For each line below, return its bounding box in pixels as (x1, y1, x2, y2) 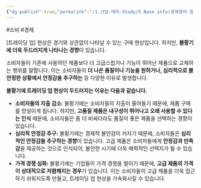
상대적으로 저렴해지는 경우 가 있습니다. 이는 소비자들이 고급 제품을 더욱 (20, 167, 184, 174)
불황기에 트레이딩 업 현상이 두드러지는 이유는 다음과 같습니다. (6, 86, 148, 94)
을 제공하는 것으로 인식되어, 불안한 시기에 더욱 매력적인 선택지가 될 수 (20, 145, 182, 152)
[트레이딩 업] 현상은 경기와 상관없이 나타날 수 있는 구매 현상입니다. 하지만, (6, 38, 178, 46)
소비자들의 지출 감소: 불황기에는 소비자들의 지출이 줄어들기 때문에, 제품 (14, 100, 180, 107)
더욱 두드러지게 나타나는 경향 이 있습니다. (12, 46, 106, 53)
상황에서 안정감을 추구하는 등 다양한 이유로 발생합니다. (22, 74, 148, 81)
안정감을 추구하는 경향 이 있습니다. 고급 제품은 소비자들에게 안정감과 (26, 137, 183, 144)
